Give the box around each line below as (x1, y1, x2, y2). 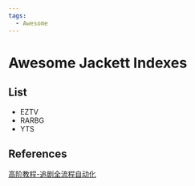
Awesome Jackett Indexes (8, 54, 188, 72)
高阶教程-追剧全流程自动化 (8, 169, 96, 179)
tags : (8, 11, 26, 20)
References (8, 147, 67, 160)
